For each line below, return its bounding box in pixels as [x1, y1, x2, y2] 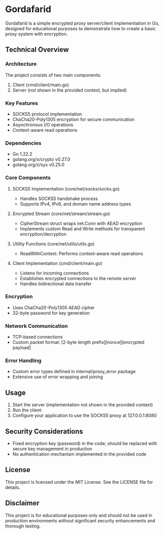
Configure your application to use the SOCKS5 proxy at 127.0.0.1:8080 [12, 412, 157, 418]
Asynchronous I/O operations [12, 122, 74, 128]
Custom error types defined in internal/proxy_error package [12, 369, 136, 375]
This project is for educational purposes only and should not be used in [5, 512, 152, 518]
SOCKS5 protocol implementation [12, 111, 82, 117]
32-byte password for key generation [12, 310, 90, 316]
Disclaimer [5, 499, 40, 507]
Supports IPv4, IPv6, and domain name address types [20, 201, 131, 207]
